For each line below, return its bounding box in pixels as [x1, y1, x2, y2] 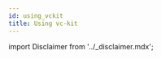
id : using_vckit [8, 11, 63, 20]
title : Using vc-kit [8, 19, 79, 27]
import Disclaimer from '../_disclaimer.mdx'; [8, 41, 154, 51]
